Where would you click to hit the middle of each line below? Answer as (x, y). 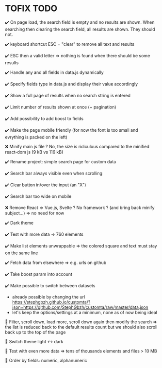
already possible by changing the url (49, 297)
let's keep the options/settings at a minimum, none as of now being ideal (85, 312)
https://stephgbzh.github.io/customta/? (51, 302)
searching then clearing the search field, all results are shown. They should (80, 29)
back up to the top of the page (35, 332)
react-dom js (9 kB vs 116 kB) (34, 152)
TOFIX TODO (31, 9)
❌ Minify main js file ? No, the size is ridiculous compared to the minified (77, 146)
